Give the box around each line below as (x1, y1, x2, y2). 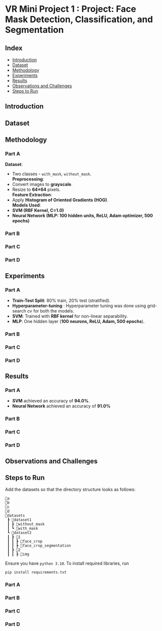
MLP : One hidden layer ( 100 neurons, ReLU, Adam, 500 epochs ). (12, 318, 145, 324)
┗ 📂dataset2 (7, 530, 32, 535)
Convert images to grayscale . (12, 182, 72, 187)
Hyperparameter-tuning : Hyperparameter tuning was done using (12, 303, 146, 309)
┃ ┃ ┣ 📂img (7, 552, 29, 557)
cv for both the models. (27, 308, 74, 314)
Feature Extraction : (12, 192, 52, 198)
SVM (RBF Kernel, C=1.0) (12, 208, 64, 213)
